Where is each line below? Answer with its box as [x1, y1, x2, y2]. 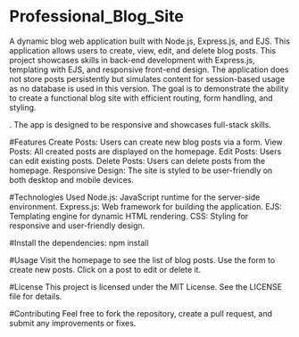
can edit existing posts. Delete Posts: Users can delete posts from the [9, 155, 266, 166]
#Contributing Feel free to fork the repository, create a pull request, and [9, 308, 273, 318]
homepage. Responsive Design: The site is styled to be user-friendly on [9, 165, 273, 176]
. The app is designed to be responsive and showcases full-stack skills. [9, 119, 272, 130]
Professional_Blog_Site [9, 6, 185, 27]
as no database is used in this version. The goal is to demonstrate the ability [9, 83, 289, 94]
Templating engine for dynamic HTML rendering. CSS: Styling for [9, 210, 249, 221]
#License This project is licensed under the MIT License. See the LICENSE [9, 281, 283, 292]
